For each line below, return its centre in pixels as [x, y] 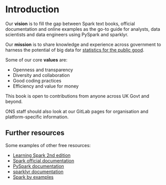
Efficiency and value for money [45, 86]
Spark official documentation [43, 160]
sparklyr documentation [38, 171]
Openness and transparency [43, 70]
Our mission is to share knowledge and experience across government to [83, 44]
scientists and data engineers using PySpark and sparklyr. [67, 34]
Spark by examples [33, 177]
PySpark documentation [38, 166]
